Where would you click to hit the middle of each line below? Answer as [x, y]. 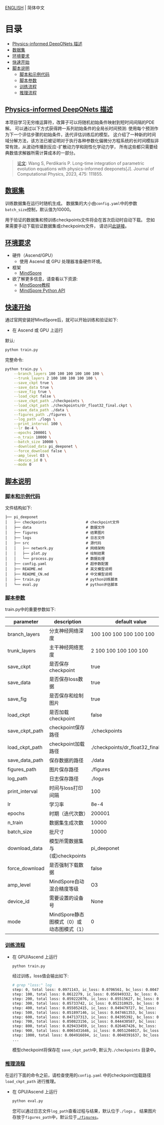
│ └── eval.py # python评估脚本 [61, 585]
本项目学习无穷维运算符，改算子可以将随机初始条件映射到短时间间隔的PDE [80, 122]
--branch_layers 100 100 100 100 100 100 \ [59, 374]
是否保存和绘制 [66, 696]
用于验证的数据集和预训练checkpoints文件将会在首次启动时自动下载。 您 [78, 220]
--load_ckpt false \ [35, 396]
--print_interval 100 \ [38, 424]
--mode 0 [23, 465]
